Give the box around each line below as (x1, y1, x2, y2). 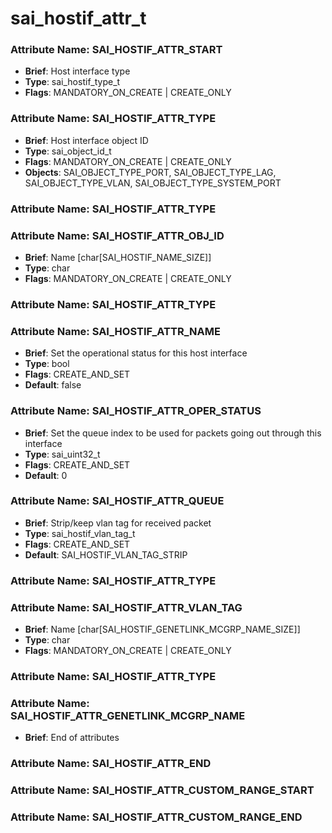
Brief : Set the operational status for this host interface (24, 347, 248, 359)
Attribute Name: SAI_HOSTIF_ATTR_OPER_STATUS (10, 404, 262, 418)
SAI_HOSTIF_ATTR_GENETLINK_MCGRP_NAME (10, 708, 246, 722)
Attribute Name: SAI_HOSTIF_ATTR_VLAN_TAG (10, 600, 243, 614)
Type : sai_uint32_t (24, 448, 101, 460)
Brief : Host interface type (24, 65, 131, 77)
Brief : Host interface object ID (24, 134, 149, 146)
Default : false (24, 379, 82, 391)
